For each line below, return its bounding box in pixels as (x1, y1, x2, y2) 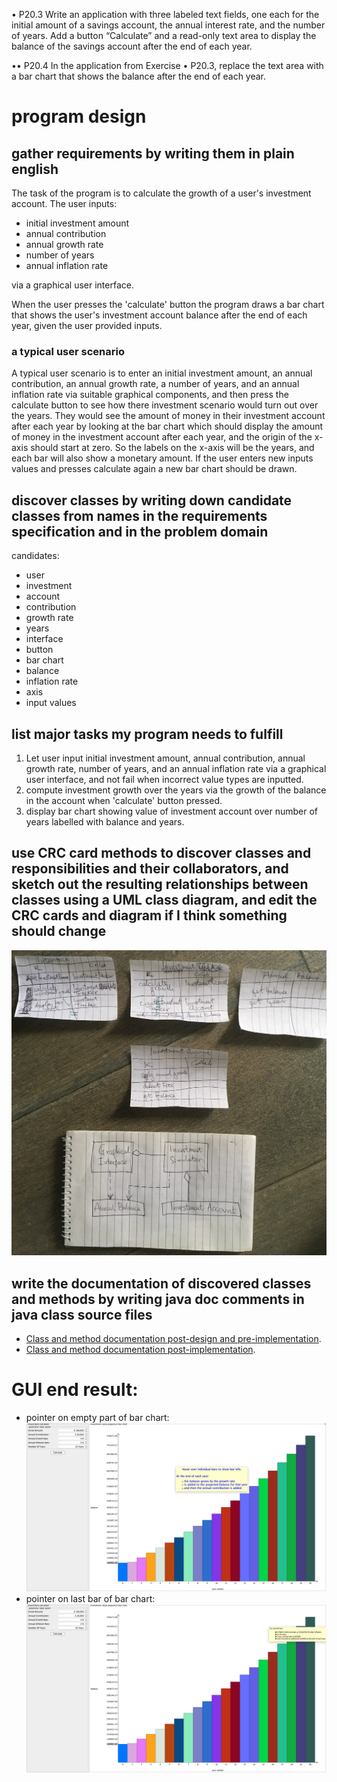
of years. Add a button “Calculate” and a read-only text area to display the (11, 30, 317, 41)
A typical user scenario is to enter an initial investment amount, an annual (11, 367, 313, 379)
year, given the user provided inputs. (11, 320, 163, 331)
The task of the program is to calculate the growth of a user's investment (11, 187, 312, 199)
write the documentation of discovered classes (11, 1275, 312, 1292)
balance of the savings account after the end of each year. (11, 40, 253, 52)
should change (11, 923, 107, 940)
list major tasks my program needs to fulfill (11, 725, 284, 743)
